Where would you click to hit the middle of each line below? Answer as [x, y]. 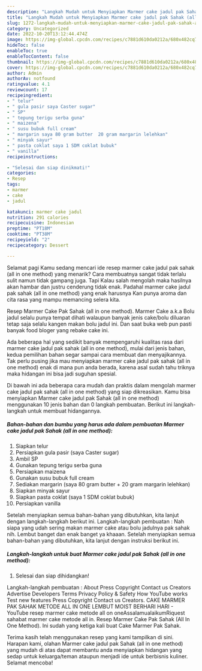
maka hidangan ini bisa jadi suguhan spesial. [62, 374]
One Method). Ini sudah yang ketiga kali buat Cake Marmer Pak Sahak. [94, 625]
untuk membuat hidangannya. [64, 411]
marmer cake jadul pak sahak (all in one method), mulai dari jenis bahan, [96, 348]
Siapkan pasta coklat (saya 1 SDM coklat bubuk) [75, 497]
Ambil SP [27, 459]
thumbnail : [20, 62]
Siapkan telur [32, 446]
